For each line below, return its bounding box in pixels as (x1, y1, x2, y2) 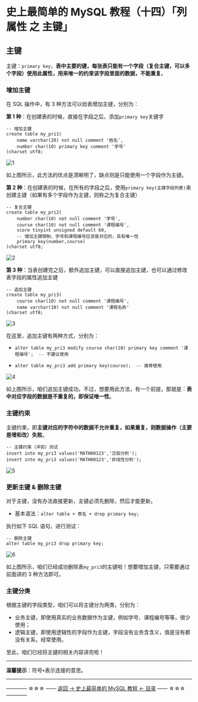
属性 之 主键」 (6, 20, 74, 34)
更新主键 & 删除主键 (6, 483, 62, 491)
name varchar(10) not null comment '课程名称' (16, 305, 130, 310)
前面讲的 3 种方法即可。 (6, 570, 64, 577)
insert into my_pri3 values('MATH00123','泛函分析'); (6, 450, 137, 456)
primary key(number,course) (16, 239, 85, 245)
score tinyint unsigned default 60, (16, 227, 107, 234)
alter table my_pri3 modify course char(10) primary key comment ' (14, 345, 184, 351)
